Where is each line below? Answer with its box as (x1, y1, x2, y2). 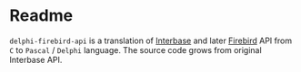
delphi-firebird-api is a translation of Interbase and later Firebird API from (9, 35, 293, 46)
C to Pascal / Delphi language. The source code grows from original (9, 44, 262, 55)
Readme (9, 5, 74, 26)
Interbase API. (9, 54, 63, 65)
